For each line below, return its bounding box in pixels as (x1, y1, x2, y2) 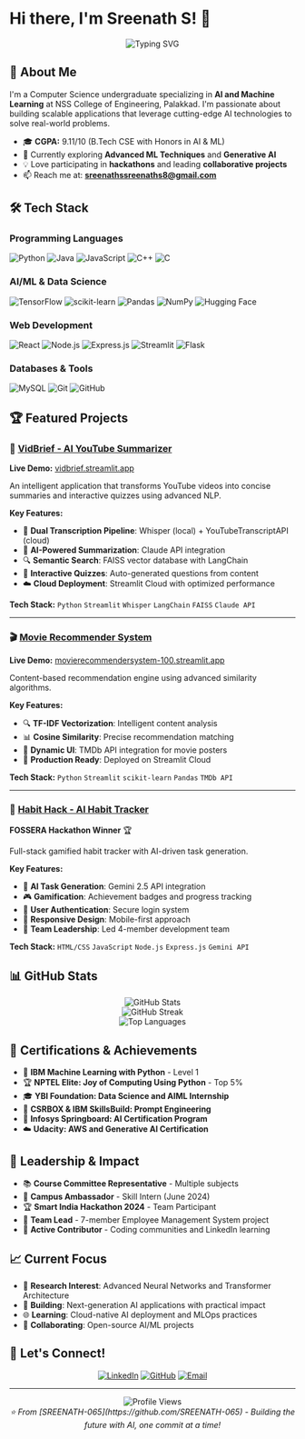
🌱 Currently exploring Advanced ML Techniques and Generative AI (22, 149, 277, 160)
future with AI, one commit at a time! (84, 1419, 221, 1430)
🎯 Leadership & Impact (9, 1154, 140, 1169)
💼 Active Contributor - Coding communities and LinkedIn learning (22, 1224, 271, 1235)
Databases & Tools (9, 362, 93, 375)
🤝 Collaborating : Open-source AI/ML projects (22, 1319, 194, 1330)
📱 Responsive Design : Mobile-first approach (22, 914, 191, 924)
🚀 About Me (9, 65, 77, 80)
